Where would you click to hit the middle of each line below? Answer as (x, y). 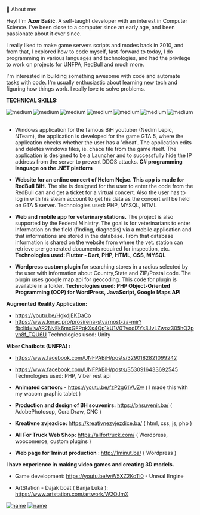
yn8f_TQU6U (31, 335)
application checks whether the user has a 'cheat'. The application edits (103, 143)
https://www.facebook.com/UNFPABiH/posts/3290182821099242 (96, 358)
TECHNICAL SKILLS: (32, 100)
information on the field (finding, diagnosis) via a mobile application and (103, 230)
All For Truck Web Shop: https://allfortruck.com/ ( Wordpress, (91, 435)
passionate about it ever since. (44, 34)
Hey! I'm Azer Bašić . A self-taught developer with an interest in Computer (97, 21)
